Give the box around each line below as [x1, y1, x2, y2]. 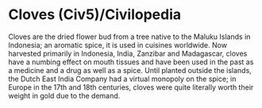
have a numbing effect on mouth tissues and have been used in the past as [8, 57, 254, 67]
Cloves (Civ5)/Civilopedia [8, 6, 181, 24]
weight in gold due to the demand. [8, 91, 121, 100]
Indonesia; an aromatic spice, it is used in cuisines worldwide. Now [8, 40, 228, 49]
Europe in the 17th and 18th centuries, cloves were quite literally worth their [8, 82, 254, 92]
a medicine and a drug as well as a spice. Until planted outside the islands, [8, 65, 252, 75]
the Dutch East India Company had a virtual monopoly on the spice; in [8, 74, 237, 83]
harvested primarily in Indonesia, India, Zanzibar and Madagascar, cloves [8, 48, 248, 58]
